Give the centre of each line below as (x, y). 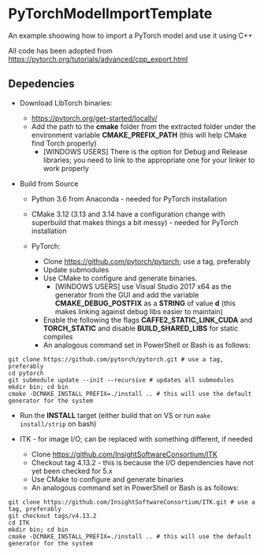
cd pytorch (26, 373)
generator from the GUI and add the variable (127, 294)
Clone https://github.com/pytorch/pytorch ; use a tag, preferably (147, 261)
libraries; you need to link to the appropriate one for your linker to (149, 160)
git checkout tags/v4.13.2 (52, 516)
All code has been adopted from (60, 50)
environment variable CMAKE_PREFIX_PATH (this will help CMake (139, 135)
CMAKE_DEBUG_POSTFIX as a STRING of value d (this (145, 303)
